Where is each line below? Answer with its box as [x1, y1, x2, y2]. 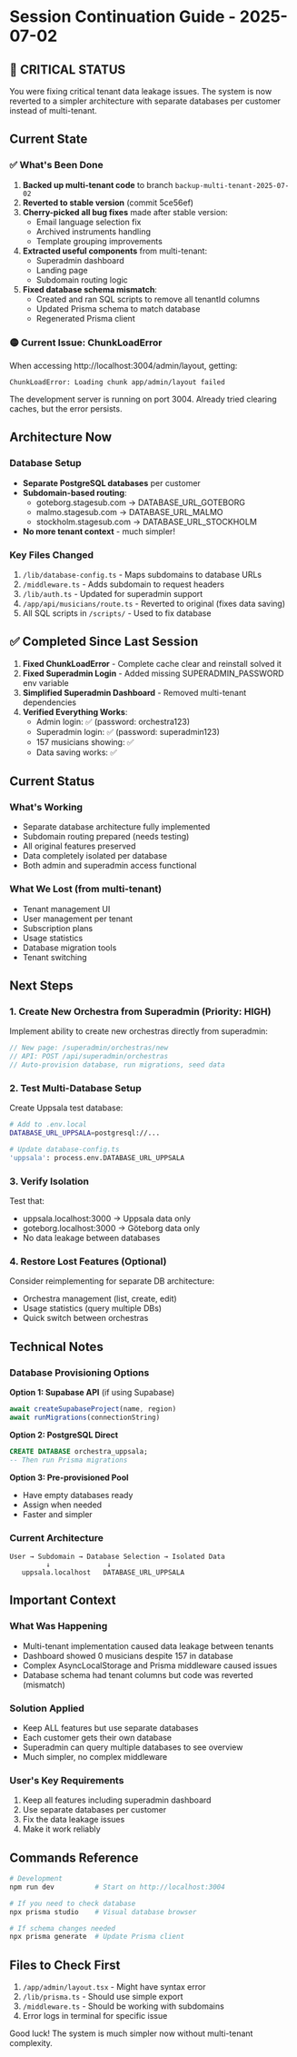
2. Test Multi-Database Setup [9, 1082, 143, 1094]
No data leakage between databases [22, 1233, 161, 1244]
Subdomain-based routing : [22, 487, 127, 498]
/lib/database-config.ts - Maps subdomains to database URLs [22, 569, 262, 580]
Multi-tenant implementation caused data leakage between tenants [22, 1640, 274, 1651]
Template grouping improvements [35, 235, 163, 246]
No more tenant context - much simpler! [22, 525, 175, 537]
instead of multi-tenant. [9, 105, 97, 115]
